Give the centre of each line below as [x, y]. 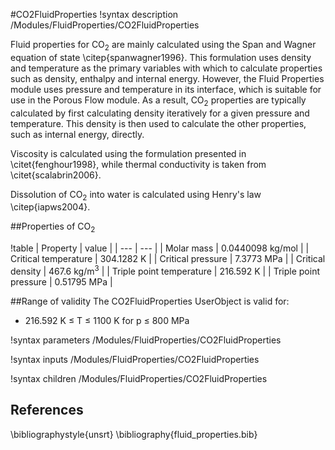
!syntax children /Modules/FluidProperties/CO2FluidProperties [139, 378]
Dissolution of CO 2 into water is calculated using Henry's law [136, 195]
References [47, 410]
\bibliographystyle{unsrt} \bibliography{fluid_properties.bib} [134, 434]
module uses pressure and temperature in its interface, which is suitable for [166, 89]
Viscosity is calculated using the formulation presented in [128, 153]
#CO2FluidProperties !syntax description [94, 14]
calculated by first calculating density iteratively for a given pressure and [160, 113]
